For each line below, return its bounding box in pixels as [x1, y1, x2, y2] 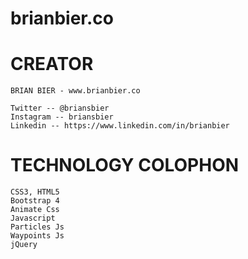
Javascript [10, 213, 56, 224]
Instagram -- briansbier [10, 112, 114, 122]
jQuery [10, 240, 38, 250]
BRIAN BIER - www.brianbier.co [10, 86, 141, 96]
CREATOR [10, 53, 94, 76]
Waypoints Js [10, 231, 65, 241]
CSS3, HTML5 [10, 187, 60, 197]
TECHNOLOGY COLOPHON [10, 154, 240, 177]
